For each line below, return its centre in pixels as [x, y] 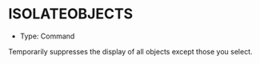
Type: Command [47, 36]
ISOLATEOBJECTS [71, 14]
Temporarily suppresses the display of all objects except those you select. [131, 51]
